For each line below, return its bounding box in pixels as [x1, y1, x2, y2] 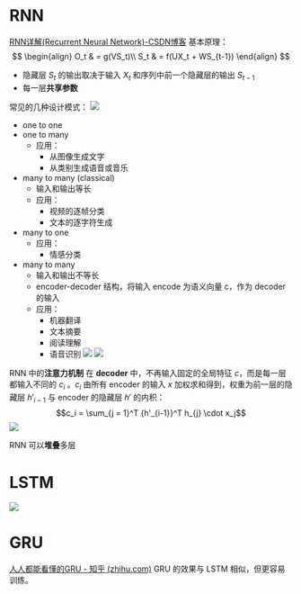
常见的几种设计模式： [9, 101, 88, 112]
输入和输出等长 [35, 183, 92, 193]
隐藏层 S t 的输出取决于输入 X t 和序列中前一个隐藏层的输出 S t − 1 [22, 69, 255, 82]
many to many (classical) [22, 172, 115, 183]
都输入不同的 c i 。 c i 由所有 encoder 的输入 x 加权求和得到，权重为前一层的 [9, 379, 285, 391]
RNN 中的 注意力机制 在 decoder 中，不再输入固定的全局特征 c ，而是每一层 [9, 367, 287, 378]
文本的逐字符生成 [49, 217, 113, 228]
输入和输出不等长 [35, 269, 100, 280]
